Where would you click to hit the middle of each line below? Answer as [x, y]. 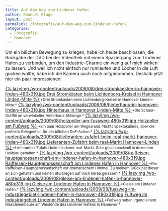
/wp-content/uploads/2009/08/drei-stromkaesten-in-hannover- [96, 88]
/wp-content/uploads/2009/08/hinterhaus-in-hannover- [101, 104]
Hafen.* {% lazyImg [24, 189]
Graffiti [11, 116]
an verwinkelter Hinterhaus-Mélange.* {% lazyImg [63, 115]
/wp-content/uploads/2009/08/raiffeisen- [107, 152]
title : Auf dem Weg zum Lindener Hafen [47, 10]
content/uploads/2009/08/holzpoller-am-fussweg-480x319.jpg [71, 121]
